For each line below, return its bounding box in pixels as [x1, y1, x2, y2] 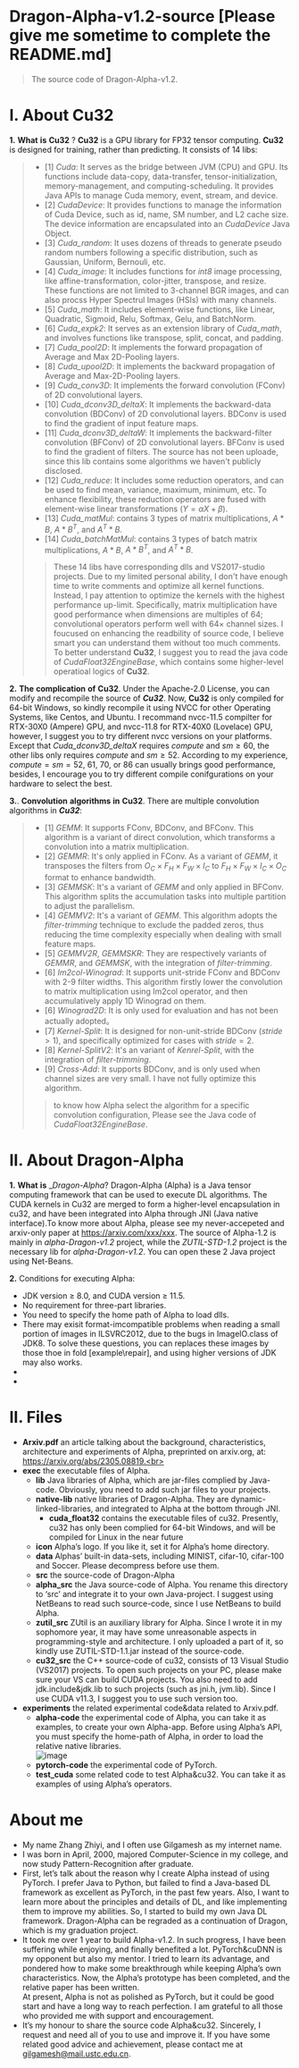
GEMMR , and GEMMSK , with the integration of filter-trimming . [44, 957, 272, 968]
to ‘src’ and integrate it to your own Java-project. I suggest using [35, 1588, 274, 1599]
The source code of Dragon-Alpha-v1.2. [30, 73, 179, 84]
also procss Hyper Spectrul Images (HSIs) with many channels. [44, 294, 277, 305]
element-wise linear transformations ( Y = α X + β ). [44, 503, 228, 514]
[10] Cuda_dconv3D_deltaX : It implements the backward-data [44, 399, 271, 409]
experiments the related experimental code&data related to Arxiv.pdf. [21, 1702, 278, 1713]
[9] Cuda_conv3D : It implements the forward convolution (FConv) [44, 380, 286, 391]
